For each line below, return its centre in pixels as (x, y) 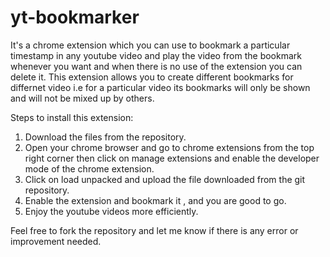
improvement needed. (56, 241)
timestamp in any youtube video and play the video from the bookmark (156, 55)
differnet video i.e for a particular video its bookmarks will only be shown (160, 87)
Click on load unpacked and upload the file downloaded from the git (165, 179)
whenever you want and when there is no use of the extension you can (156, 66)
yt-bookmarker (75, 17)
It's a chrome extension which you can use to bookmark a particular (150, 45)
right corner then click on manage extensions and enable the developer (172, 158)
